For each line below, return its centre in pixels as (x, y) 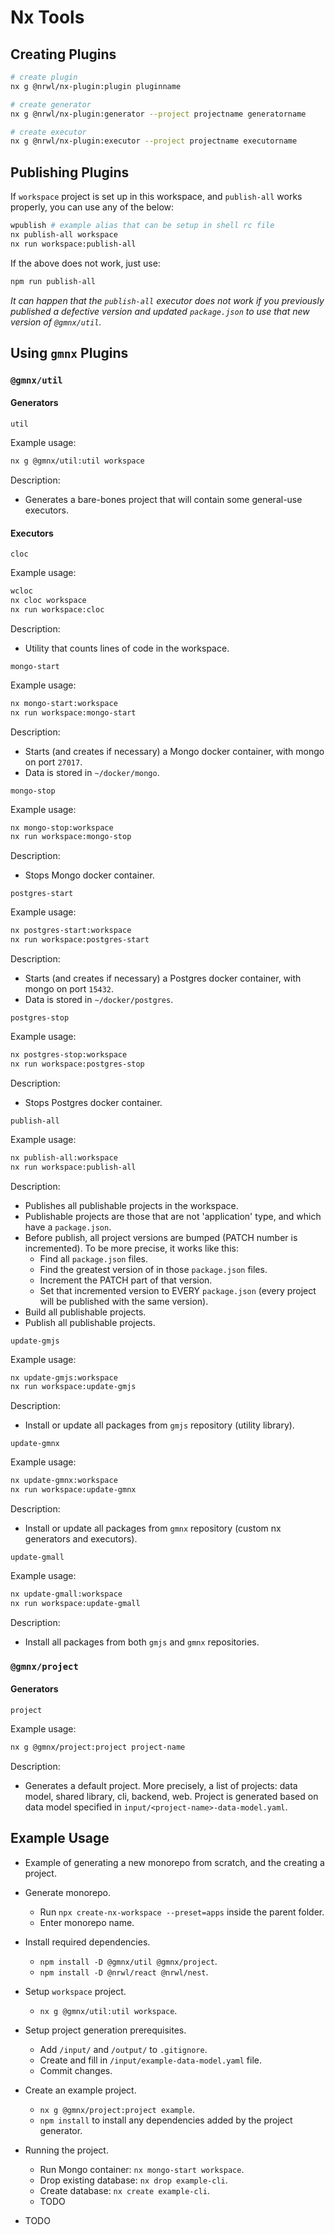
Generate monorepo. (68, 1892)
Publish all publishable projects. (90, 1322)
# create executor (48, 132)
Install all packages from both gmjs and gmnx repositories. (142, 1642)
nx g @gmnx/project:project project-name (98, 1747)
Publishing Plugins (70, 172)
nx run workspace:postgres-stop (77, 1064)
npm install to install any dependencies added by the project (166, 2120)
